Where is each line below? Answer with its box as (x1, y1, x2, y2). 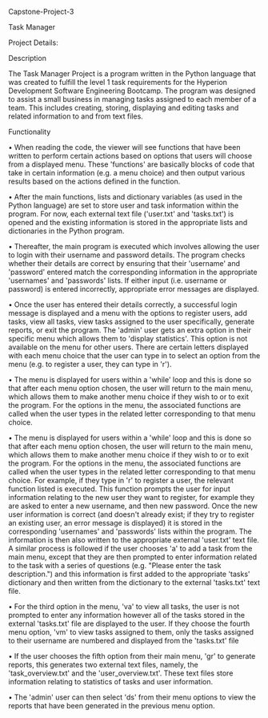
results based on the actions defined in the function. (8, 176, 181, 186)
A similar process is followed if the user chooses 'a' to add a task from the (8, 544, 253, 553)
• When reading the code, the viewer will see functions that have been (8, 143, 241, 151)
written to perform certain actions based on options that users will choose (8, 151, 253, 160)
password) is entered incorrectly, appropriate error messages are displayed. (8, 284, 260, 293)
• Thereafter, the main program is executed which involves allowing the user (8, 242, 260, 251)
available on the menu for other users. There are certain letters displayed (8, 342, 249, 352)
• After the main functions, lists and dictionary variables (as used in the (8, 192, 242, 201)
